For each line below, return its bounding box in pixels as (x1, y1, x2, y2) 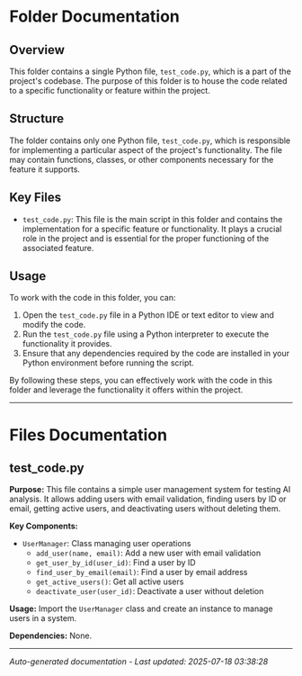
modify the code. (22, 320, 86, 330)
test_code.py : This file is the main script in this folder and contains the (22, 213, 283, 224)
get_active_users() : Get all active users (35, 576, 184, 587)
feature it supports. (9, 164, 81, 175)
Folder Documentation (9, 6, 180, 27)
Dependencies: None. (9, 630, 93, 641)
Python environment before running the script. (22, 357, 195, 368)
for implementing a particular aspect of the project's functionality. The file (9, 144, 283, 155)
